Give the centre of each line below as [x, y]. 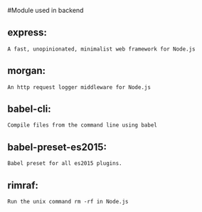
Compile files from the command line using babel [83, 125]
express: [27, 32]
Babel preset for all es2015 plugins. [65, 164]
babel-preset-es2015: [57, 147]
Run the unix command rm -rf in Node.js [68, 202]
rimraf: [23, 185]
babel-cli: [29, 109]
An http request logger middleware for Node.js [79, 87]
